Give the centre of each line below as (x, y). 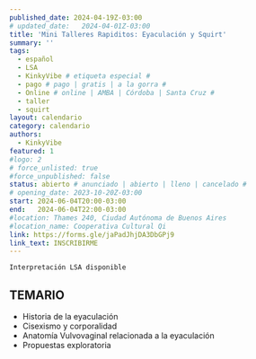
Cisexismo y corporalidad (70, 326)
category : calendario (50, 127)
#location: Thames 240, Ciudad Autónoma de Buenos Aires (118, 218)
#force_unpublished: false (60, 176)
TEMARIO (37, 295)
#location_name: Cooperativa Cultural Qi (88, 226)
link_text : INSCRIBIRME (54, 243)
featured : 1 (31, 151)
